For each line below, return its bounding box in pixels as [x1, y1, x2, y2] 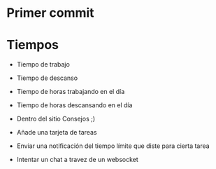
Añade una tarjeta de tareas [16, 128, 97, 137]
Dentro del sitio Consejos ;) [16, 114, 96, 123]
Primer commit [6, 5, 95, 21]
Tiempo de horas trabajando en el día [16, 88, 125, 96]
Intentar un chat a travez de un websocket [16, 156, 139, 164]
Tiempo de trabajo [16, 60, 71, 69]
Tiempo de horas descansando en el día [16, 101, 133, 109]
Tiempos [6, 37, 59, 53]
